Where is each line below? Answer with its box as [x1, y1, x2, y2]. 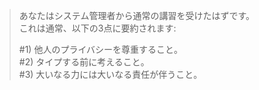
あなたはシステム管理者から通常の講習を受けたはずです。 [18, 10, 255, 21]
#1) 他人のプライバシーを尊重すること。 [18, 44, 184, 55]
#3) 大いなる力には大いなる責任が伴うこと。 [18, 69, 203, 80]
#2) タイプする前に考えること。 [18, 56, 150, 68]
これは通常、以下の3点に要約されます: [18, 22, 177, 34]
